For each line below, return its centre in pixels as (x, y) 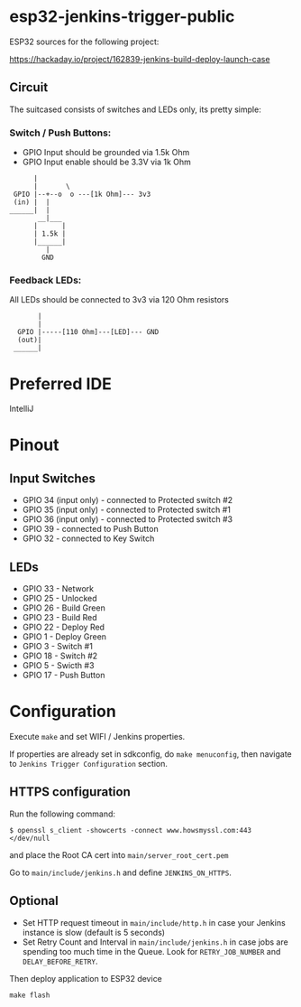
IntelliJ (22, 409)
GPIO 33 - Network (58, 589)
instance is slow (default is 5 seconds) (93, 932)
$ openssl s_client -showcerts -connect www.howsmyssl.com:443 (131, 830)
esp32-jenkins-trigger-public (122, 17)
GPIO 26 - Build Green (64, 608)
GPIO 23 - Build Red (59, 618)
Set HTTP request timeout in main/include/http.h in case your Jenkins (154, 922)
